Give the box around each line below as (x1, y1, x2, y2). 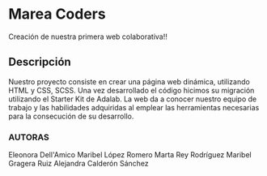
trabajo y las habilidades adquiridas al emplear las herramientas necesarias (8, 102, 260, 112)
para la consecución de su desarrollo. (8, 111, 134, 121)
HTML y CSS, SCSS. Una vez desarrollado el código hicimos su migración (8, 85, 255, 95)
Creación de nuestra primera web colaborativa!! (8, 32, 168, 41)
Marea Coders (8, 5, 107, 24)
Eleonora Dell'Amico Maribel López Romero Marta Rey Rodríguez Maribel (8, 150, 252, 160)
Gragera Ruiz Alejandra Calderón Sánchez (8, 159, 150, 169)
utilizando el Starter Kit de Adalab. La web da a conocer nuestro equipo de (8, 94, 257, 104)
